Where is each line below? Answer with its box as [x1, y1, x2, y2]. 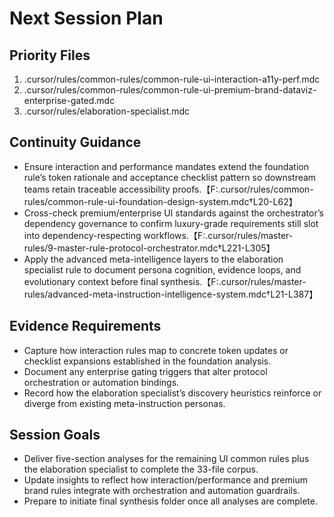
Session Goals [9, 427, 101, 444]
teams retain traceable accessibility [23, 183, 171, 195]
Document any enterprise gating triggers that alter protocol [23, 365, 268, 377]
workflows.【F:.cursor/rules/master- [143, 229, 294, 241]
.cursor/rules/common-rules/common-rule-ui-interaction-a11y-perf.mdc [23, 73, 321, 85]
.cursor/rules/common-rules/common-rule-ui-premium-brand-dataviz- [23, 84, 317, 96]
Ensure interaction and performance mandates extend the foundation [23, 160, 309, 172]
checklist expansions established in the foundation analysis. [23, 355, 272, 367]
